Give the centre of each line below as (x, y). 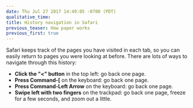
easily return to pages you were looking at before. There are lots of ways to (97, 56)
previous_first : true (32, 33)
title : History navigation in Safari (52, 22)
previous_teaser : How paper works (48, 28)
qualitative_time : (28, 17)
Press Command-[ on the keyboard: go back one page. (82, 80)
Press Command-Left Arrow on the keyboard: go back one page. (94, 86)
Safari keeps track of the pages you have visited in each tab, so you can (93, 50)
